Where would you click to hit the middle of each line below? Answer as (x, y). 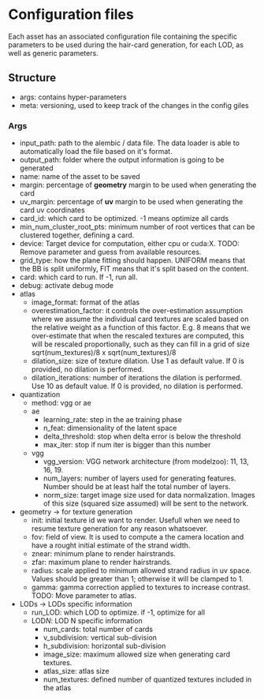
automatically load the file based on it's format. (96, 151)
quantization (40, 394)
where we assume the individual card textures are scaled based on (140, 319)
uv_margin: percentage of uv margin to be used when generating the (131, 202)
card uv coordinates (52, 210)
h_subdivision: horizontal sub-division (104, 646)
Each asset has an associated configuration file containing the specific (123, 36)
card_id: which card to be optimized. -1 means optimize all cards (124, 219)
